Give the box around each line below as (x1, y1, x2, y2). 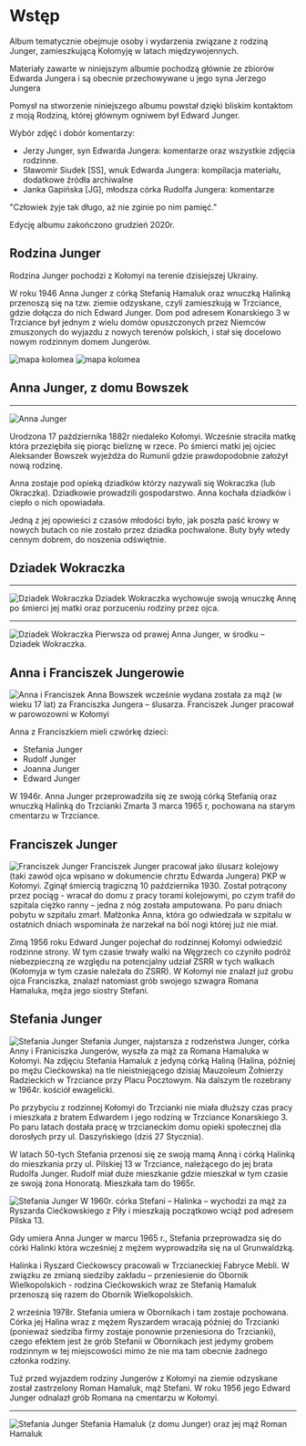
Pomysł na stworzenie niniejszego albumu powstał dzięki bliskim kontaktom (9, 99, 293, 110)
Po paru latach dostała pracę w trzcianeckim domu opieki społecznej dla (9, 1121, 281, 1132)
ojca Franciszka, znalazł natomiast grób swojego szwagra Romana (9, 975, 260, 986)
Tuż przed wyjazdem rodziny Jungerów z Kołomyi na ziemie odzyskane (9, 1372, 278, 1383)
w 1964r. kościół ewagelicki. (9, 1084, 115, 1095)
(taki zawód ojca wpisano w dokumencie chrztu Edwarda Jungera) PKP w (9, 870, 287, 881)
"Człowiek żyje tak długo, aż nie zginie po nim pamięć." (9, 202, 218, 213)
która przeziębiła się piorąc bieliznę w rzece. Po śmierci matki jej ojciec (9, 440, 276, 452)
